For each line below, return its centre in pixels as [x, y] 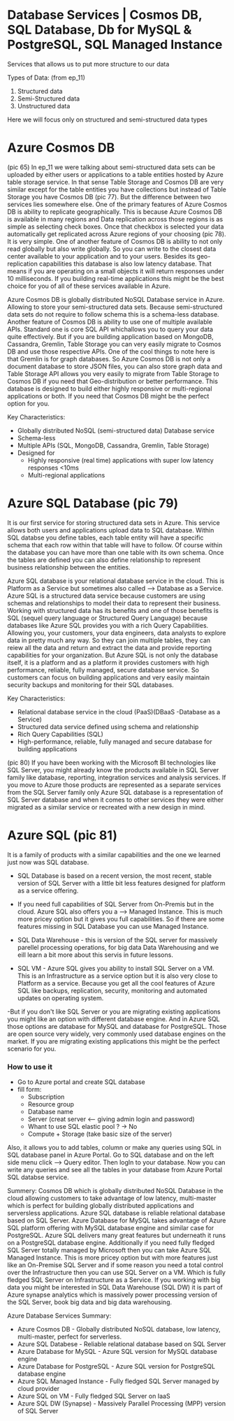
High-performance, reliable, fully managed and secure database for [115, 742]
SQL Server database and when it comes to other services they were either [116, 800]
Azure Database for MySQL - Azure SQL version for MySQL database [117, 1352]
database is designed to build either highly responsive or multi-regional [110, 389]
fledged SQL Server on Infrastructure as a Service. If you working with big [114, 1280]
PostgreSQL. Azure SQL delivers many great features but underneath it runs [116, 1235]
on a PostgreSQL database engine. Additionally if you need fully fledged [111, 1243]
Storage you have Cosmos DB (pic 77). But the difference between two [109, 196]
